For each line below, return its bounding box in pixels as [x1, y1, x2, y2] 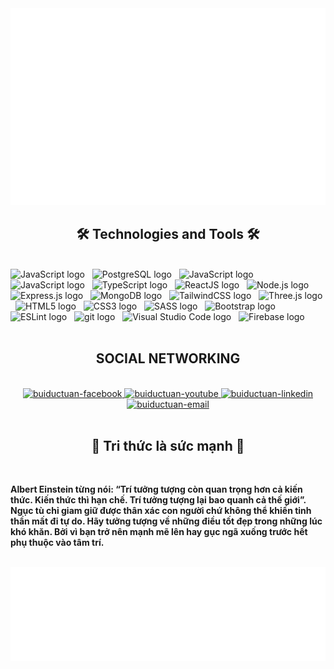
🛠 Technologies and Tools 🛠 [76, 226, 260, 243]
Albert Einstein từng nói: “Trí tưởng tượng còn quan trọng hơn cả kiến [10, 483, 303, 496]
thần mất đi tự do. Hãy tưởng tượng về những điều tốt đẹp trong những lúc [10, 515, 323, 527]
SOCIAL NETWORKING [95, 350, 241, 367]
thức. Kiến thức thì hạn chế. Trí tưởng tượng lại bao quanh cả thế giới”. [10, 494, 307, 506]
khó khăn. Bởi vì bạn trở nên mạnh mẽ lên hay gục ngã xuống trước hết [10, 526, 308, 538]
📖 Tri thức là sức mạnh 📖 [91, 438, 245, 455]
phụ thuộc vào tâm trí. [10, 537, 105, 549]
